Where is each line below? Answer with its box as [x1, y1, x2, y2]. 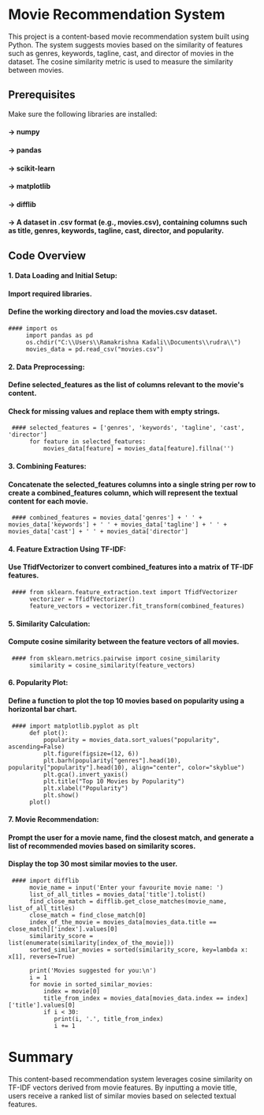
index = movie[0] [43, 988, 101, 996]
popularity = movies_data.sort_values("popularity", [43, 736, 221, 744]
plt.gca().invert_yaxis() [43, 770, 128, 778]
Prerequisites [8, 89, 76, 102]
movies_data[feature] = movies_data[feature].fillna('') [43, 445, 235, 453]
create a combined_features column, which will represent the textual [8, 488, 238, 497]
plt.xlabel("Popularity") [43, 784, 128, 792]
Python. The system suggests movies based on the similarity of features [8, 40, 243, 49]
